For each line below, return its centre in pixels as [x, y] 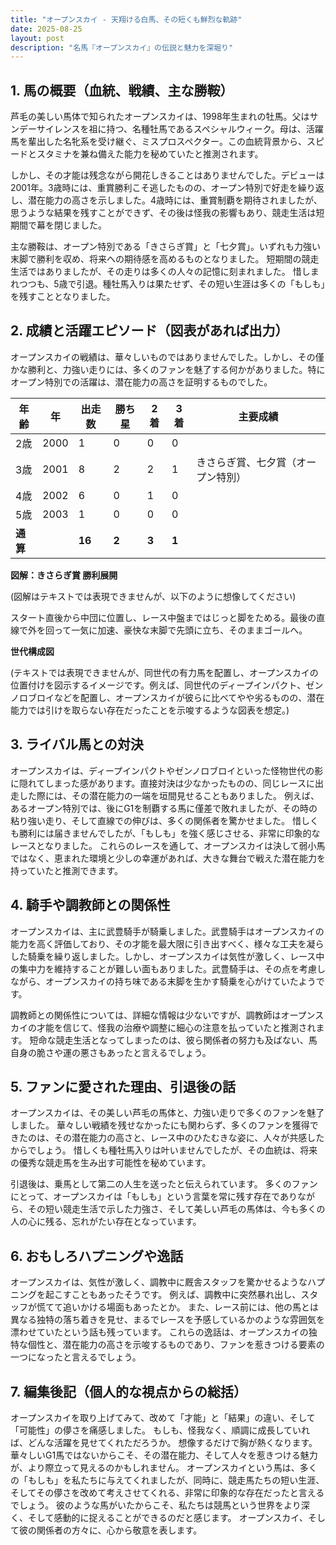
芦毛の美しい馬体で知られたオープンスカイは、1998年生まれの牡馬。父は [160, 117]
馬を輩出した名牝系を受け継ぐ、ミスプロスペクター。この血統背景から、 [158, 142]
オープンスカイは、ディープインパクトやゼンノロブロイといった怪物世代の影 [167, 770]
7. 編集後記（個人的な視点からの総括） [128, 1391]
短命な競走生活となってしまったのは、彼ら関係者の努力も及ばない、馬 [173, 1040]
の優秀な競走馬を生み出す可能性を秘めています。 [111, 1163]
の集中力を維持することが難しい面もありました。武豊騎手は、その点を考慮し [168, 968]
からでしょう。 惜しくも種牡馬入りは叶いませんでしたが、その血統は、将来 [164, 1150]
